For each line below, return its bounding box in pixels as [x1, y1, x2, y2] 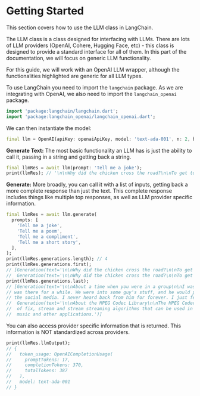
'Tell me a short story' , [17, 239, 82, 245]
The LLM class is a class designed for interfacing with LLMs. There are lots [6, 35, 190, 42]
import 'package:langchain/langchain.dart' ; [6, 108, 118, 114]
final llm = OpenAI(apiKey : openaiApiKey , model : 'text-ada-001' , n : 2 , [6, 136, 190, 142]
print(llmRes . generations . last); [6, 278, 89, 284]
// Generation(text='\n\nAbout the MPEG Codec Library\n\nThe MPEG [6, 300, 180, 307]
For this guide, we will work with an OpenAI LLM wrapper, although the [6, 66, 180, 73]
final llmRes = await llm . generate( [6, 212, 97, 218]
